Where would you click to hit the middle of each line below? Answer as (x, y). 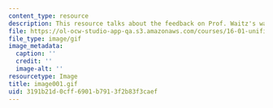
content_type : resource (49, 16)
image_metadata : (36, 46)
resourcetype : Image (43, 76)
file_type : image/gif (45, 39)
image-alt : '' (39, 69)
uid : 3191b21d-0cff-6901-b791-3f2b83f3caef (83, 91)
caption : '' (36, 54)
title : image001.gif (43, 84)
